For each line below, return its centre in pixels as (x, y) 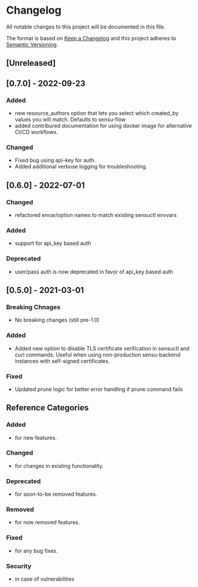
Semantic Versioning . (32, 44)
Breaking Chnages (33, 307)
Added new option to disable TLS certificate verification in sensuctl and (102, 348)
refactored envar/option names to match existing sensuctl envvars (95, 215)
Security (19, 566)
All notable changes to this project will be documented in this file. (86, 27)
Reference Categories (47, 408)
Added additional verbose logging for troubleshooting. (81, 167)
